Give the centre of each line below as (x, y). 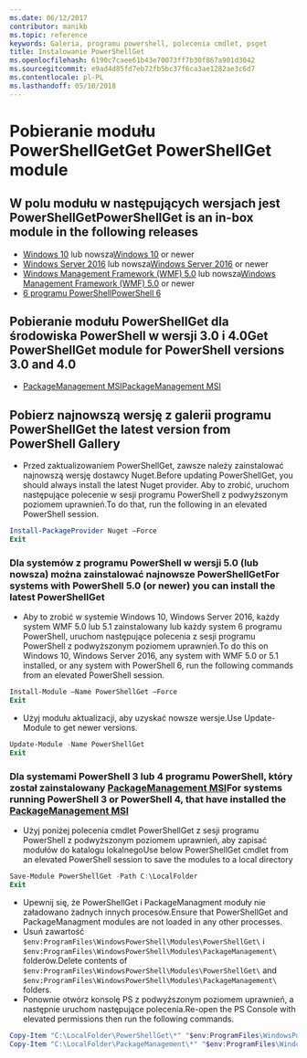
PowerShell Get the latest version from (120, 429)
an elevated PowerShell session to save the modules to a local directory (158, 860)
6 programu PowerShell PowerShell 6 (92, 292)
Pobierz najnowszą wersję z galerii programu (141, 415)
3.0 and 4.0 (43, 365)
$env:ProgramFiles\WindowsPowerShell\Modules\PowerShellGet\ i (143, 941)
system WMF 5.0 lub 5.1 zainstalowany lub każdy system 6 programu (152, 627)
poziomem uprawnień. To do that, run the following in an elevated (145, 504)
